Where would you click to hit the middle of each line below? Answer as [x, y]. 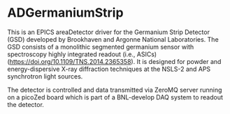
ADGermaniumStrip [65, 13]
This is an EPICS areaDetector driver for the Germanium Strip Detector [108, 32]
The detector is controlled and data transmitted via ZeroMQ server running [115, 90]
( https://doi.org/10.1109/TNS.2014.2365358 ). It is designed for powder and [114, 61]
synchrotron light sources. [45, 76]
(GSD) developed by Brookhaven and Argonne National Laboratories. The [113, 39]
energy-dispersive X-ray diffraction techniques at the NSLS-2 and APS [109, 69]
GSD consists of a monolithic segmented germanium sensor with [101, 47]
